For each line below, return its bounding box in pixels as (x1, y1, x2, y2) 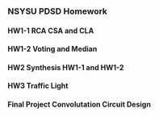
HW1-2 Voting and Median (7, 44, 98, 54)
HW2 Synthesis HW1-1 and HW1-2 (7, 62, 124, 72)
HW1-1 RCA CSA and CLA (7, 26, 94, 36)
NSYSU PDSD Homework (7, 6, 108, 17)
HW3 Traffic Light (7, 81, 69, 90)
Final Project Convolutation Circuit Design (7, 99, 151, 109)
